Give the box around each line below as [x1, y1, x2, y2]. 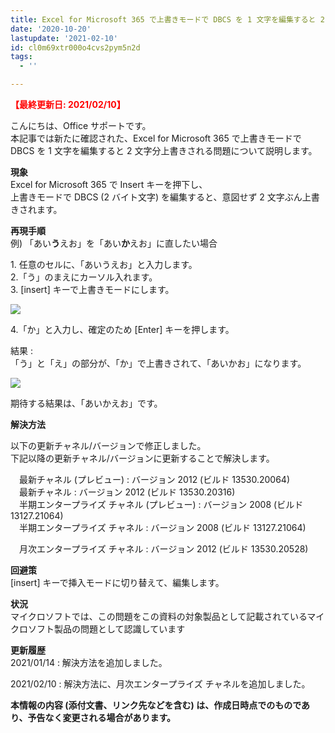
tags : [10, 52, 33, 62]
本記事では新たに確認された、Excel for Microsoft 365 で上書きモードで [10, 132, 302, 144]
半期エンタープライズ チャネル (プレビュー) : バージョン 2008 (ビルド [18, 499, 304, 510]
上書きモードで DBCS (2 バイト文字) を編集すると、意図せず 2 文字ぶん [10, 191, 303, 203]
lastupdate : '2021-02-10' [10, 33, 118, 43]
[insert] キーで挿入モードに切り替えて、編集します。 [10, 577, 225, 588]
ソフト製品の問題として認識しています [27, 623, 186, 635]
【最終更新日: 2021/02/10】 [10, 99, 126, 110]
